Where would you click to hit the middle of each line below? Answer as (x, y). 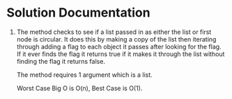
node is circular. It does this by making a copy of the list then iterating (116, 39)
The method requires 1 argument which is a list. (84, 75)
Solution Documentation (78, 13)
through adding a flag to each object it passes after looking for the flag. (119, 46)
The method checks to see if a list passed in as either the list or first (114, 32)
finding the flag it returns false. (61, 61)
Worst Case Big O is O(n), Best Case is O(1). (79, 88)
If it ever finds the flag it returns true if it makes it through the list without (121, 54)
